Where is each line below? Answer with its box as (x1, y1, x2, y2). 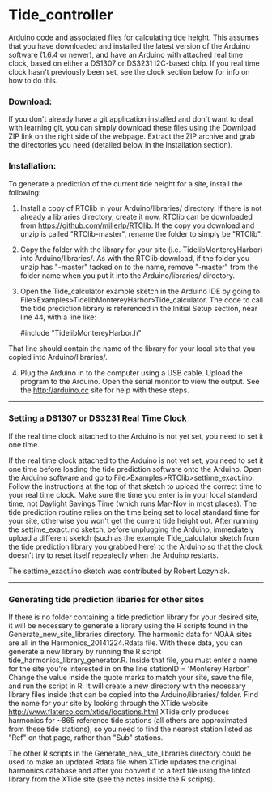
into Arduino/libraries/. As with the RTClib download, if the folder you (19, 253, 249, 263)
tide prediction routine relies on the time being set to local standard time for (8, 507, 261, 516)
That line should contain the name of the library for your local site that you (8, 343, 256, 353)
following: (8, 187, 41, 197)
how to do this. (8, 75, 58, 85)
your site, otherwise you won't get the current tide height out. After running (8, 516, 259, 525)
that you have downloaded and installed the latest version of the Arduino (8, 41, 251, 50)
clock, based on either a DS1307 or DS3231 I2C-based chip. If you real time (8, 58, 261, 68)
